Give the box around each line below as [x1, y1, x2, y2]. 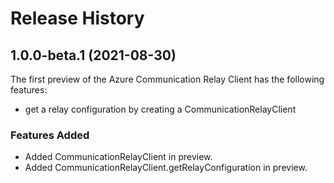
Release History [10, 7, 145, 30]
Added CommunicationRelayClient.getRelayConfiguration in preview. [24, 162, 308, 174]
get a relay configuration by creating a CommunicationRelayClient [24, 103, 297, 115]
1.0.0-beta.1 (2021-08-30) [10, 47, 177, 64]
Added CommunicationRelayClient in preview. [24, 151, 213, 163]
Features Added [10, 128, 90, 142]
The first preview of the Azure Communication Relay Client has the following [10, 73, 325, 85]
